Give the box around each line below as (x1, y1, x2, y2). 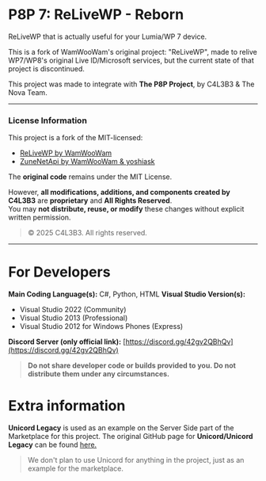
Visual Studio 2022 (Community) (19, 305, 127, 315)
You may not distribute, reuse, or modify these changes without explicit (8, 204, 245, 214)
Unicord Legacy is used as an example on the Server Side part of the (8, 423, 234, 433)
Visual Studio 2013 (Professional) (19, 313, 128, 323)
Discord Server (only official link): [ (8, 337, 126, 346)
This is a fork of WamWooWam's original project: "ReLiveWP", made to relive (8, 47, 257, 56)
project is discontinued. (8, 63, 85, 73)
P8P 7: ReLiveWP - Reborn (8, 6, 184, 24)
